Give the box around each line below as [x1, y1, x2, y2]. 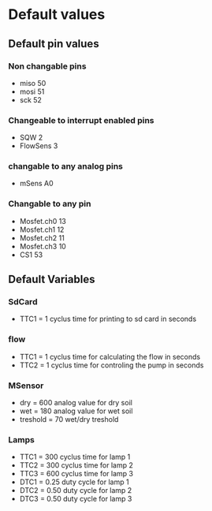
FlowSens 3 [19, 141, 58, 151]
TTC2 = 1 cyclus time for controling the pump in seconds [19, 360, 204, 370]
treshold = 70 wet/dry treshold [19, 415, 119, 424]
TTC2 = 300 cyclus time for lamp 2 [19, 461, 134, 470]
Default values [8, 6, 106, 24]
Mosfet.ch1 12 [19, 225, 65, 234]
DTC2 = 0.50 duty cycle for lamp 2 [19, 486, 132, 495]
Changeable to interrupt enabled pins [8, 114, 155, 125]
